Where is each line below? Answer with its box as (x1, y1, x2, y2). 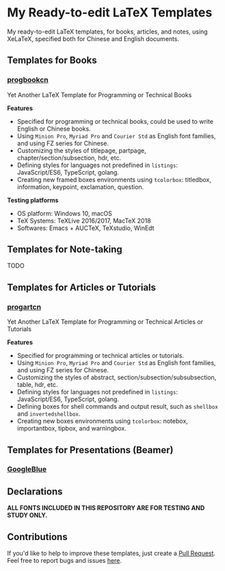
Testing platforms (7, 196, 59, 204)
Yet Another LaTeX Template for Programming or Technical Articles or (7, 318, 204, 326)
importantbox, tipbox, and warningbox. (16, 424, 127, 433)
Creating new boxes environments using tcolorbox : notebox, (16, 417, 188, 425)
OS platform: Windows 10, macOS (16, 209, 113, 217)
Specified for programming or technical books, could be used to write (16, 117, 214, 125)
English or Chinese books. (16, 125, 91, 133)
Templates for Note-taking (7, 244, 123, 255)
